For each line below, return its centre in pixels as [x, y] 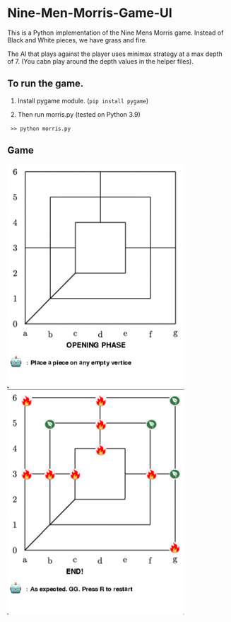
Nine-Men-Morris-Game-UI [90, 13]
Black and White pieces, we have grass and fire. [77, 40]
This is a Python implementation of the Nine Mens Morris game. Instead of [115, 33]
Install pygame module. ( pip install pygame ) [83, 100]
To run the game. [46, 84]
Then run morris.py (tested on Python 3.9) [79, 114]
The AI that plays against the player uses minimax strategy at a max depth [115, 54]
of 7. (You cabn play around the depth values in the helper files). [101, 61]
